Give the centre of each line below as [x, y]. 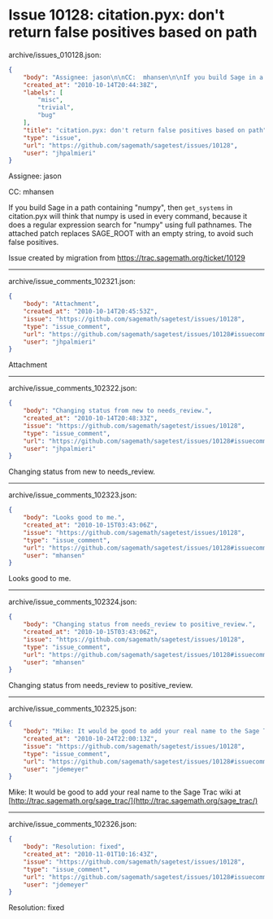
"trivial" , [56, 107]
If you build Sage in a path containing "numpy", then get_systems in [121, 208]
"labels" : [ [43, 92]
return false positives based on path [133, 32]
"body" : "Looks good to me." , [74, 518]
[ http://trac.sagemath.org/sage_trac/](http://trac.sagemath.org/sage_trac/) [133, 801]
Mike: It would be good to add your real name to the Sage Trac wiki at [125, 792]
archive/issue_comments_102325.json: [73, 709]
